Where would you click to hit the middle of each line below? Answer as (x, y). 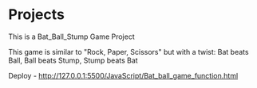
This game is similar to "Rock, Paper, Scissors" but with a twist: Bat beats (128, 52)
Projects (37, 15)
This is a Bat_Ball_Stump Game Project (71, 36)
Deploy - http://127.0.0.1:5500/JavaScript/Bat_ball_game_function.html (123, 75)
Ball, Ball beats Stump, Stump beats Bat (73, 60)
